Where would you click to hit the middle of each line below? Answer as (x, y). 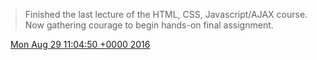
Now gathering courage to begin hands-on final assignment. (149, 25)
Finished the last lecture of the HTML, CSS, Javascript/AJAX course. (166, 14)
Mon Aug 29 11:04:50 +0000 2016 (80, 44)
